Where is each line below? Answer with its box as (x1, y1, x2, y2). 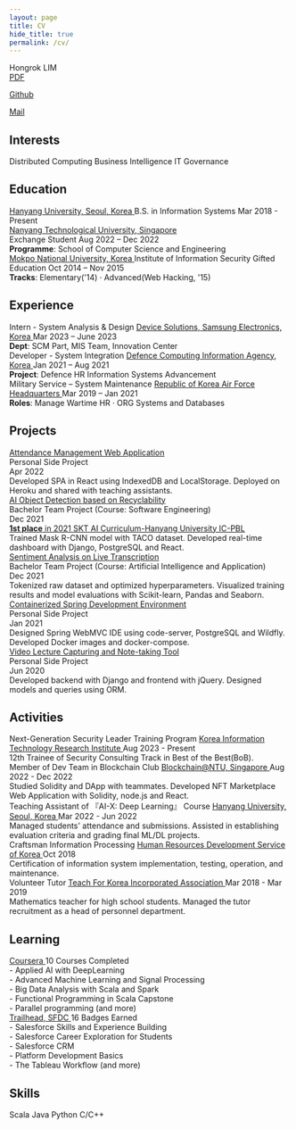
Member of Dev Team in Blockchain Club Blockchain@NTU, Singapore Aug (9, 762, 285, 773)
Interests (9, 132, 61, 147)
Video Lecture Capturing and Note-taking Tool (9, 646, 180, 657)
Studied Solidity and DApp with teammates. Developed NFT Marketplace (9, 781, 276, 792)
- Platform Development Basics (9, 1050, 124, 1061)
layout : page (9, 12, 58, 22)
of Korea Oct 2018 (9, 849, 76, 859)
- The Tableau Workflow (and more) (9, 1059, 141, 1071)
